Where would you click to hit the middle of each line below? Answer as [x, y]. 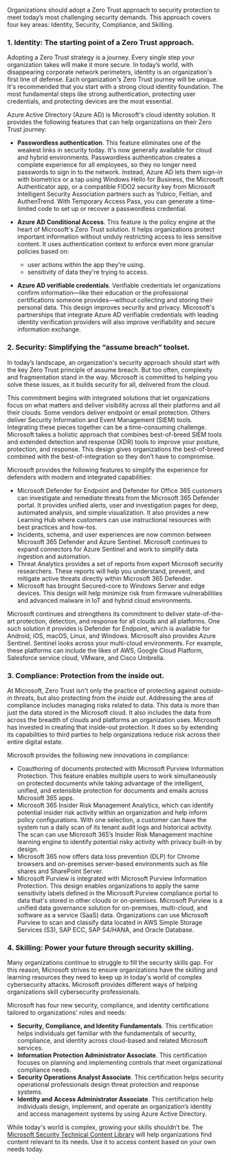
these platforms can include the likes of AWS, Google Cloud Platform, [106, 650]
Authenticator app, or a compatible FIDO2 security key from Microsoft [116, 187]
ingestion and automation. [54, 556]
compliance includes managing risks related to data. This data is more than [113, 705]
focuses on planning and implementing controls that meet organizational [119, 1063]
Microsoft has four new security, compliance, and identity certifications [108, 1006]
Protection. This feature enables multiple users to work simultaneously [117, 776]
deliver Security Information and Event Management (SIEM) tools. [100, 419]
